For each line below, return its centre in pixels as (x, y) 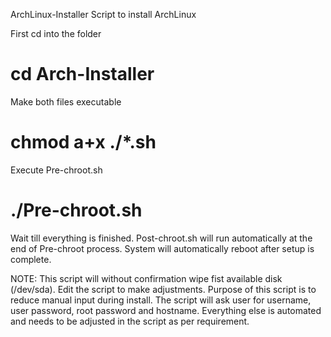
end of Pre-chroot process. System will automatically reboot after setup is (162, 248)
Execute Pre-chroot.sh (56, 170)
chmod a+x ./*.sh (83, 142)
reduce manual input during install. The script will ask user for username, (161, 300)
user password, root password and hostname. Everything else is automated (166, 310)
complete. (31, 259)
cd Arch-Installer (82, 74)
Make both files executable (66, 101)
